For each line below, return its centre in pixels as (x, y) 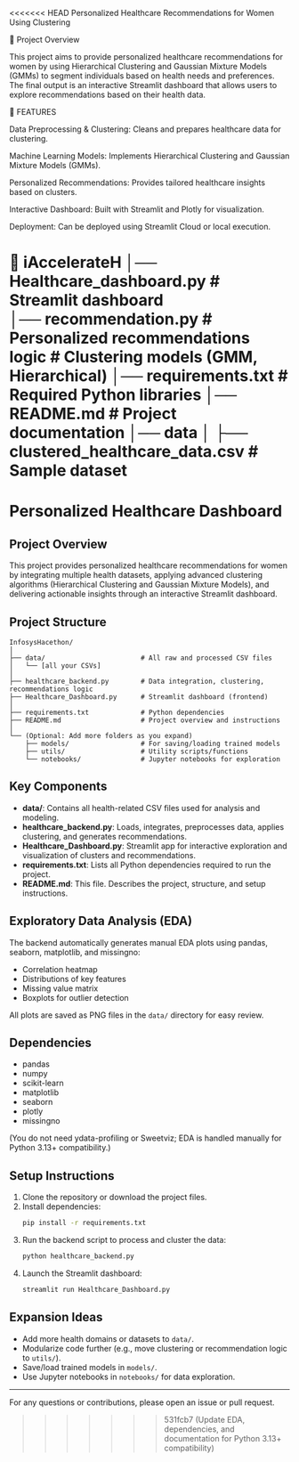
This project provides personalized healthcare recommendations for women (148, 565)
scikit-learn (43, 1083)
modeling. (40, 817)
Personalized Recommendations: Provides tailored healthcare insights (137, 183)
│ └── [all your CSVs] (55, 666)
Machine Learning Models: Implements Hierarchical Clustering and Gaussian (149, 156)
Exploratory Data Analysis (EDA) (101, 921)
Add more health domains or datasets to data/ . (108, 1338)
